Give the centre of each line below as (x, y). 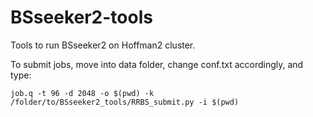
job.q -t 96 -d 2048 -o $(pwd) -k (82, 93)
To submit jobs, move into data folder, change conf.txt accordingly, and (157, 64)
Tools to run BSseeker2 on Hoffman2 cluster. (103, 45)
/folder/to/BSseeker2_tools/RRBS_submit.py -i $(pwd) (125, 102)
